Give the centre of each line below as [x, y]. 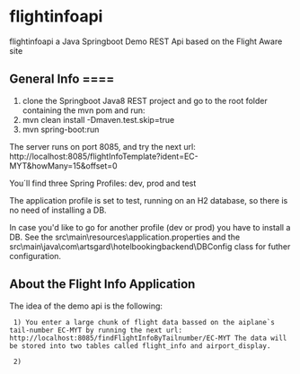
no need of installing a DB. [58, 210]
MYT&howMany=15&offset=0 [64, 165]
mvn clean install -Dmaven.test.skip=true [98, 119]
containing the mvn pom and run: [84, 110]
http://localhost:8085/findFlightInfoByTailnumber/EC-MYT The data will [148, 338]
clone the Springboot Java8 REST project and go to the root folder [145, 100]
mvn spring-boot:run [61, 129]
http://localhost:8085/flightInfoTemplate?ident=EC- [104, 156]
